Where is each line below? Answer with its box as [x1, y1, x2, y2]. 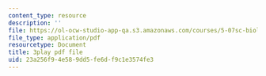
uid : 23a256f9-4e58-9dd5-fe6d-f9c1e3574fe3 [8, 56, 154, 64]
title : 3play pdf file [8, 48, 83, 56]
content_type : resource [8, 11, 87, 20]
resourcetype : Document [8, 41, 87, 49]
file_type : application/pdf [8, 33, 101, 42]
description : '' [8, 19, 62, 27]
